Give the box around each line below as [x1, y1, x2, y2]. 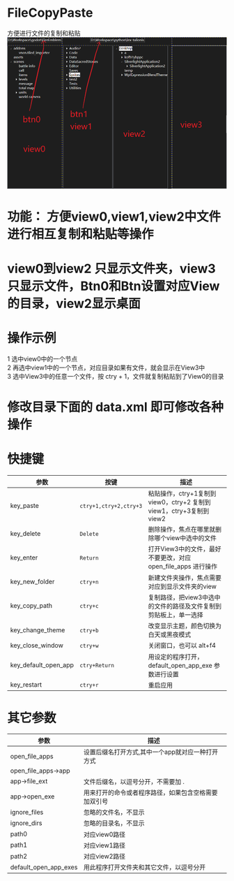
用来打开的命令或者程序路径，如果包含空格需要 [83, 788, 218, 796]
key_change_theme [10, 625, 65, 634]
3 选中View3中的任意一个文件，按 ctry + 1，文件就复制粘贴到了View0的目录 [7, 372, 224, 380]
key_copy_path [10, 602, 53, 610]
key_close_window [10, 641, 64, 649]
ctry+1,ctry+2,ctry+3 [79, 502, 143, 509]
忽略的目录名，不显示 [83, 819, 145, 827]
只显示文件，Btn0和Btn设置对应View [7, 278, 220, 294]
